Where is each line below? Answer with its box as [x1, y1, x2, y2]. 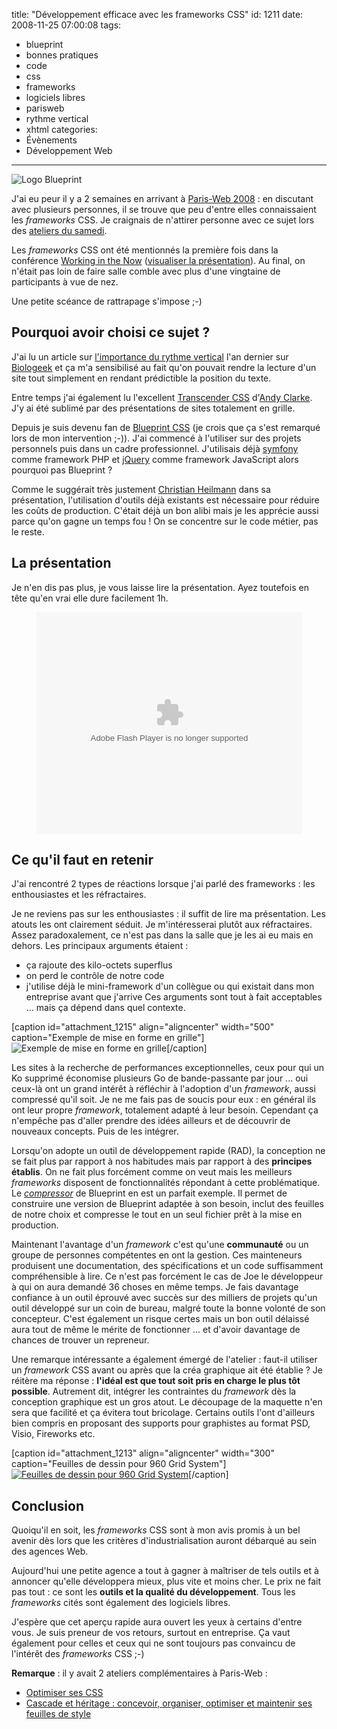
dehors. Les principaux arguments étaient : [11, 940, 189, 952]
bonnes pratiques [25, 49, 99, 61]
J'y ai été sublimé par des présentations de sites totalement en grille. [11, 402, 296, 414]
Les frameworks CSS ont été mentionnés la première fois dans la [11, 244, 279, 256]
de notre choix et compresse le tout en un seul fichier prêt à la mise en [11, 1209, 303, 1221]
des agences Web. [11, 1545, 89, 1558]
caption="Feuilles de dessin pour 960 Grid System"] [11, 1458, 227, 1470]
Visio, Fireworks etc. [11, 1428, 96, 1440]
